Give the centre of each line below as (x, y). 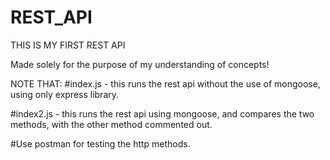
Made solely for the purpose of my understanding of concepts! (140, 64)
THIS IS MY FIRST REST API (68, 45)
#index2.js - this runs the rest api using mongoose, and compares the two (162, 113)
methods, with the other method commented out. (111, 124)
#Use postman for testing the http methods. (100, 143)
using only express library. (65, 94)
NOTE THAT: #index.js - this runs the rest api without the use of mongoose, (165, 83)
